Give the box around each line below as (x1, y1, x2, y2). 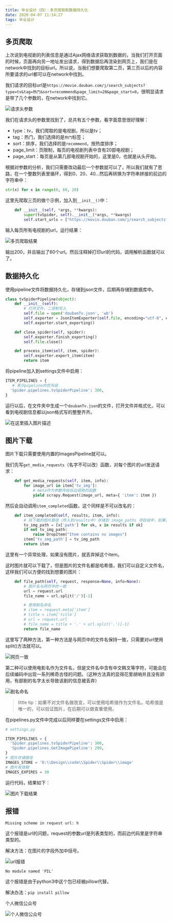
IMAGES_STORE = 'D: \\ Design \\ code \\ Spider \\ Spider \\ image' (5, 760, 134, 765)
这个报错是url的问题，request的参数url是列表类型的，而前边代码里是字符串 (5, 830, 163, 837)
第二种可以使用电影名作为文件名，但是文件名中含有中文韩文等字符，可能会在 (5, 664, 167, 670)
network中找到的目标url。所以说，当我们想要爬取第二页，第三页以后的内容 (5, 65, 163, 71)
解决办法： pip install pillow (5, 889, 69, 896)
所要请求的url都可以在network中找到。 (5, 71, 87, 78)
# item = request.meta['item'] (24, 607, 91, 612)
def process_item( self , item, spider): (14, 349, 100, 354)
